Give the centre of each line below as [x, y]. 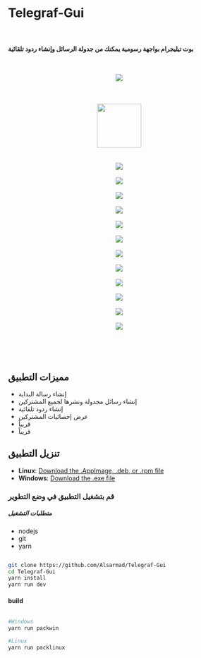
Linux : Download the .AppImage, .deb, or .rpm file [91, 470]
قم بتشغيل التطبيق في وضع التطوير [61, 496]
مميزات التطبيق [38, 377]
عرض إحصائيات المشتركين [53, 416]
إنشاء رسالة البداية [42, 394]
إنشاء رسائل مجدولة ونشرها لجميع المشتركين [78, 401]
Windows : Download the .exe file [67, 478]
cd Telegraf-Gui [32, 572]
